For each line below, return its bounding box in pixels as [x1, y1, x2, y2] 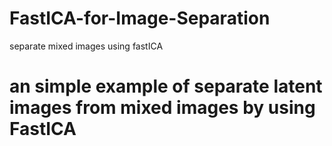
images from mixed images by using [9, 97, 316, 119]
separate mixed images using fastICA [9, 40, 164, 52]
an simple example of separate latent [9, 75, 323, 98]
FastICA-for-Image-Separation [9, 7, 271, 30]
